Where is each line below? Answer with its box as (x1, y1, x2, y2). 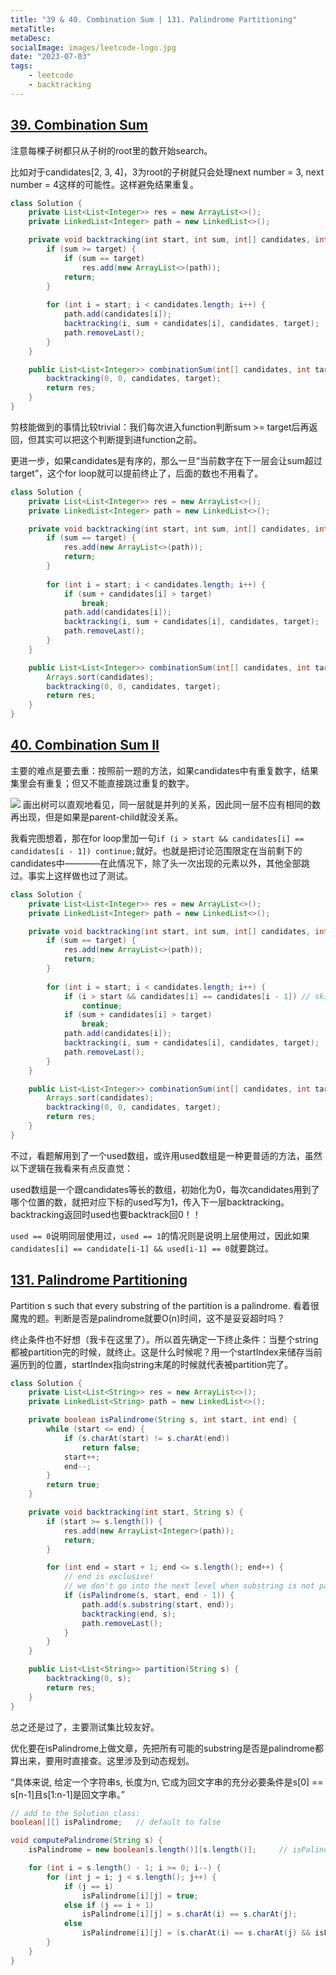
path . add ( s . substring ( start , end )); (81, 1599, 235, 1610)
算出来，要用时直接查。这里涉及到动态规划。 (10, 1754, 195, 1766)
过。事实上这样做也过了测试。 (10, 869, 133, 881)
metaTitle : (10, 24, 56, 34)
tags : (10, 61, 33, 71)
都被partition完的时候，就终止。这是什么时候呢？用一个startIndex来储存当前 (10, 1346, 323, 1358)
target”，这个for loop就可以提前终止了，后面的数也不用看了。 (10, 467, 264, 479)
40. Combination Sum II (10, 737, 160, 754)
